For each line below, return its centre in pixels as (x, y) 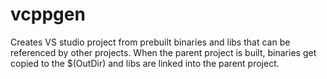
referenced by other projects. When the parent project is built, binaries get (163, 52)
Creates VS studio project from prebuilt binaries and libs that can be (150, 42)
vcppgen (48, 14)
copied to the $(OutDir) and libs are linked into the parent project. (145, 63)
